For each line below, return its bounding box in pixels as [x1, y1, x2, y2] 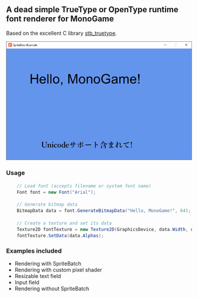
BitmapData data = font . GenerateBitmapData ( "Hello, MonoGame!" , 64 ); [16, 208, 192, 214]
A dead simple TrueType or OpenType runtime [6, 5, 179, 15]
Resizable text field [14, 273, 61, 280]
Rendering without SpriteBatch [14, 285, 90, 292]
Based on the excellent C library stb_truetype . [6, 29, 117, 37]
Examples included [6, 247, 62, 255]
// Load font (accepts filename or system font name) [16, 183, 151, 189]
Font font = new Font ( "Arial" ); [16, 189, 96, 195]
